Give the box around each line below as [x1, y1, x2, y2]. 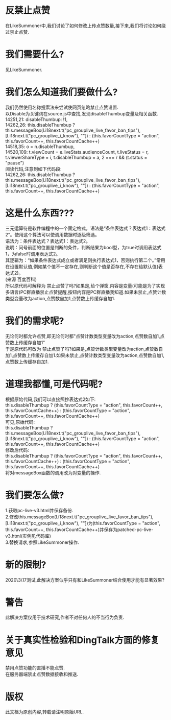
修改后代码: [5, 447, 30, 453]
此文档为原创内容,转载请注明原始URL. [5, 709, 84, 715]
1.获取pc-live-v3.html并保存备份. [5, 507, 74, 513]
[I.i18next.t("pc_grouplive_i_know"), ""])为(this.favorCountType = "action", [5, 520, 161, 526]
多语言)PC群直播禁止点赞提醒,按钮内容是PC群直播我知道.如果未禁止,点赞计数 [5, 289, 166, 295]
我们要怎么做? [5, 489, 64, 501]
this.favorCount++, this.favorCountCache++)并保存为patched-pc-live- [5, 526, 154, 533]
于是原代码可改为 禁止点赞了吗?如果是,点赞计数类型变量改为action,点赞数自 [5, 346, 163, 352]
